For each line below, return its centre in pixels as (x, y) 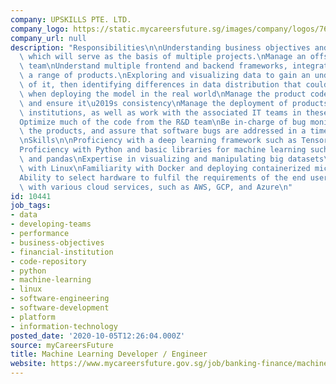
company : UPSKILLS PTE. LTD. (71, 19)
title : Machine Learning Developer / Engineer (109, 354)
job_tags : (31, 206)
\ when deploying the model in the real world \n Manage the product (163, 94)
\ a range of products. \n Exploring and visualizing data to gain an (165, 76)
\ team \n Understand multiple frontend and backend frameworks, (153, 66)
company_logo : (40, 29)
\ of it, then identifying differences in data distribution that (160, 85)
